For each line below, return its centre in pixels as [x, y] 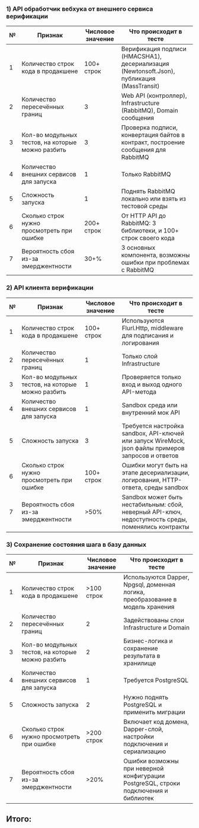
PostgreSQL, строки [152, 783]
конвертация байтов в [153, 135]
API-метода [139, 391]
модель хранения [149, 607]
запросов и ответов [150, 456]
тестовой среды [144, 206]
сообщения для [144, 150]
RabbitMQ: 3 [139, 223]
